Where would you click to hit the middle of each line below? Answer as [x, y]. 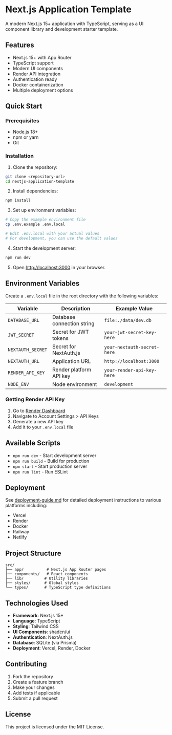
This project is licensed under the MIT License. [55, 727]
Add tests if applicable [36, 693]
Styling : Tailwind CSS [36, 626]
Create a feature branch [38, 682]
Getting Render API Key [35, 399]
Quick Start [24, 106]
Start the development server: [44, 248]
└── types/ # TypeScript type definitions [58, 588]
